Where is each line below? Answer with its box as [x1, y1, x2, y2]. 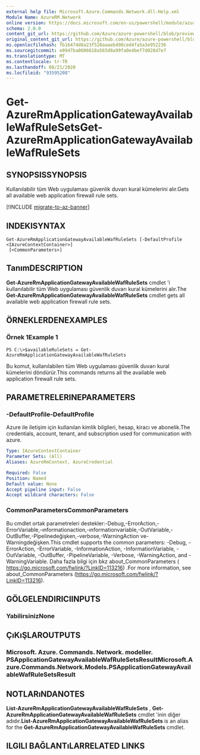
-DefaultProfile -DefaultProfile [6, 410, 94, 418]
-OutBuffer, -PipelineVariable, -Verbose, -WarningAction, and [37, 551, 187, 558]
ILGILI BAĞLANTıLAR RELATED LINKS [6, 741, 145, 751]
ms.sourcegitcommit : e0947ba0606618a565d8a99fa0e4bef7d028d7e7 [6, 48, 167, 54]
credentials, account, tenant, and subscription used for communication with [6, 430, 192, 437]
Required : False [6, 469, 46, 476]
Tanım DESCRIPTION [6, 263, 83, 273]
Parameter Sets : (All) [6, 454, 62, 460]
